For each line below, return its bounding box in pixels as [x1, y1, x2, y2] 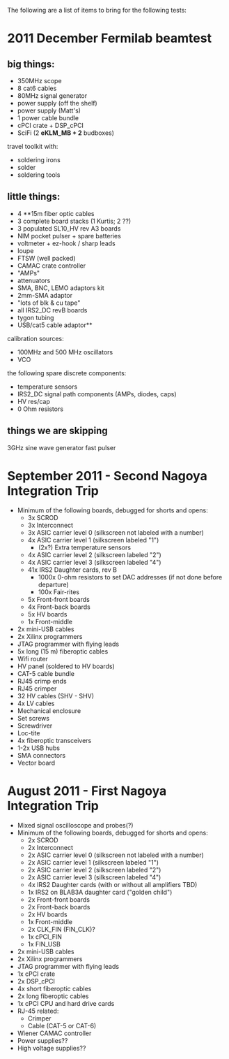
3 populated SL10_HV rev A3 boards [17, 224, 121, 233]
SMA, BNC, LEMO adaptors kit [17, 283, 104, 292]
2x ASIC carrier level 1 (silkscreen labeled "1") [27, 858, 159, 866]
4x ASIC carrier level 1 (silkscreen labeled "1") [27, 535, 159, 544]
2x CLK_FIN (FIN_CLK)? [27, 925, 95, 933]
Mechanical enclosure [17, 706, 81, 715]
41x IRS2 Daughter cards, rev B [27, 565, 117, 574]
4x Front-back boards [27, 603, 90, 611]
